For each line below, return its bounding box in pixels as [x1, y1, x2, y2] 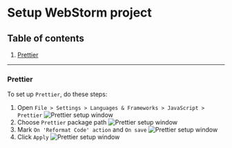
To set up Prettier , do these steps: [7, 90, 108, 98]
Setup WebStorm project [7, 5, 152, 21]
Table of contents [7, 33, 84, 44]
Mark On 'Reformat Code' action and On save [17, 126, 147, 134]
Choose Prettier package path [17, 118, 107, 127]
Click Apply [17, 133, 50, 141]
